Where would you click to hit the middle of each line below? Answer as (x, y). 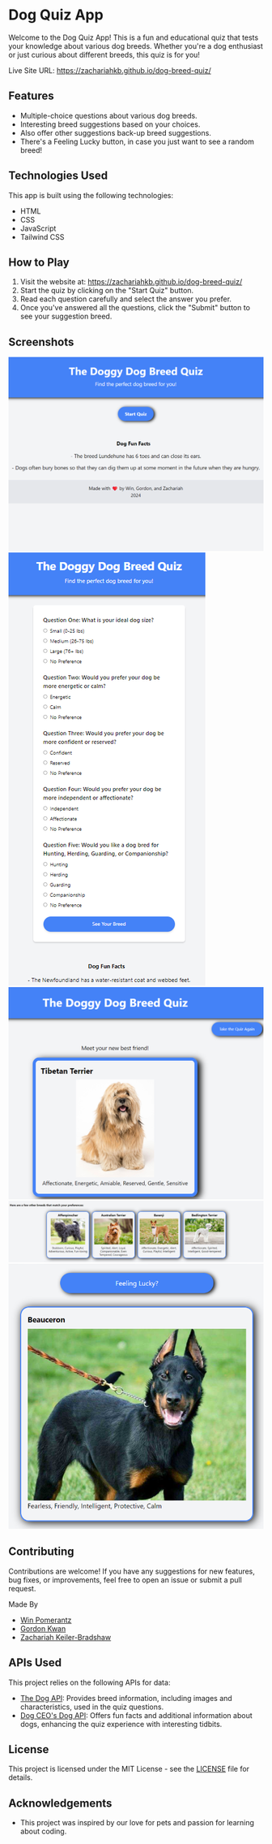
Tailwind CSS (42, 236)
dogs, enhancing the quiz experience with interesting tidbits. (121, 1724)
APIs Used (35, 1663)
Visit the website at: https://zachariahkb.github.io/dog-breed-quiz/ (131, 282)
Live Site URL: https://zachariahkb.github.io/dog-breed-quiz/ (110, 70)
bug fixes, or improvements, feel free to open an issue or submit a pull (125, 1580)
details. (21, 1777)
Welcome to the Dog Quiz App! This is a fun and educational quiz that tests (134, 37)
